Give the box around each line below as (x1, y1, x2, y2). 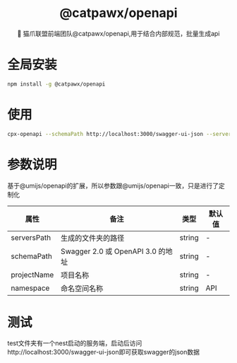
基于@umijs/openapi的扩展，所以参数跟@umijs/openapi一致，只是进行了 (7, 181, 219, 190)
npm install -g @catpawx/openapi (7, 80, 106, 88)
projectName (11, 270, 54, 280)
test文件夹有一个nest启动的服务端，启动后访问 (7, 339, 142, 347)
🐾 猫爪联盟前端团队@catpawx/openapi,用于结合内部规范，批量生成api (17, 29, 220, 38)
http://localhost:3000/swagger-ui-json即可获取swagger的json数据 (7, 348, 200, 357)
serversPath (11, 232, 51, 242)
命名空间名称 (61, 283, 104, 293)
